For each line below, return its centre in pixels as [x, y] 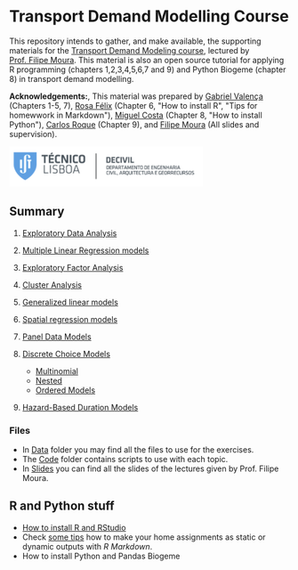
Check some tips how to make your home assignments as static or [144, 537]
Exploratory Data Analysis [69, 232]
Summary [37, 212]
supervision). [33, 134]
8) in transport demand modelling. [72, 78]
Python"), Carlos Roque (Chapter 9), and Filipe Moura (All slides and [134, 124]
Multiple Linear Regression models [85, 250]
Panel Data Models [56, 337]
